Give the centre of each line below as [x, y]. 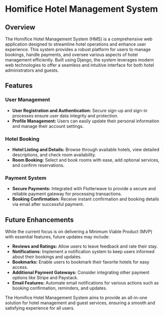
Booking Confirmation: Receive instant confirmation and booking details [85, 199]
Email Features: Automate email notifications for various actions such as [85, 283]
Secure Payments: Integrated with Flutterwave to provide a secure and [84, 189]
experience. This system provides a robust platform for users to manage [78, 49]
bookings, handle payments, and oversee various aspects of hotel [71, 55]
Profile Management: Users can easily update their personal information [86, 121]
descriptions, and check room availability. [54, 155]
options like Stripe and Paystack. [45, 278]
